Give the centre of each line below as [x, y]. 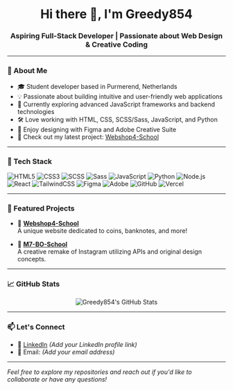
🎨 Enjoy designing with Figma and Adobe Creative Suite [97, 129]
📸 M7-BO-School [42, 244]
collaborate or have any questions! [57, 379]
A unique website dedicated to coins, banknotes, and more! [102, 231]
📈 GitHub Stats [34, 284]
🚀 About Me [27, 71]
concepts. [32, 259]
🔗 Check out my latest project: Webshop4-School [88, 137]
